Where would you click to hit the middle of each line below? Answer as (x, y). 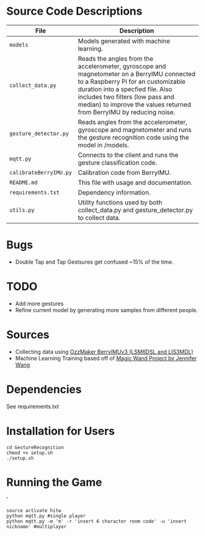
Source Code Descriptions (74, 11)
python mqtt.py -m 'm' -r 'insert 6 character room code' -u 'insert (97, 521)
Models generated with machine (124, 41)
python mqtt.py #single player (46, 516)
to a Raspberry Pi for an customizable (132, 81)
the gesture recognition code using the (133, 137)
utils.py (22, 210)
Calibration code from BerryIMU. (124, 173)
